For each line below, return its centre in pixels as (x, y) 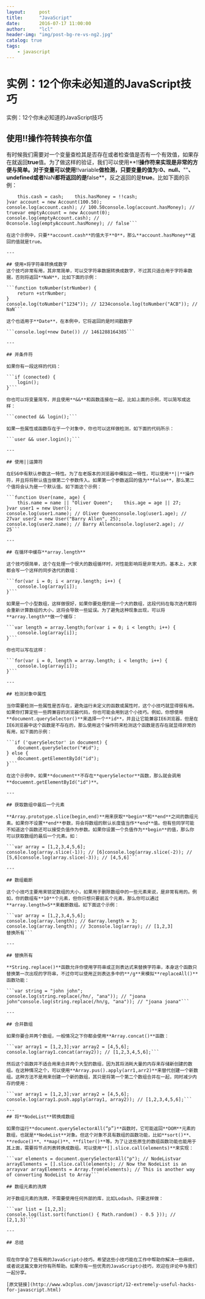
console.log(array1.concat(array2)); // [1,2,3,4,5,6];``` (83, 1052)
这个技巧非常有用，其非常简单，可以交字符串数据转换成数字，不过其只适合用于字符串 (97, 271)
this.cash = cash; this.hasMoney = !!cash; (77, 196)
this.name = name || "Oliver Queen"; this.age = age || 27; (99, 503)
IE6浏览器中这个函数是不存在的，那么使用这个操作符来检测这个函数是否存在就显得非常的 (101, 725)
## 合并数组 (20, 1024)
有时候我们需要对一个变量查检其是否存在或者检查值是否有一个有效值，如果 (100, 154)
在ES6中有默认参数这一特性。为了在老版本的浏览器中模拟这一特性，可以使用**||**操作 (100, 474)
